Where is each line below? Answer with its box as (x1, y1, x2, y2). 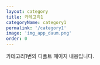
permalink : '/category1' (6, 25, 67, 31)
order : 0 (6, 36, 27, 42)
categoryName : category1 (6, 19, 67, 25)
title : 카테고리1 (6, 14, 44, 20)
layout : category (6, 8, 49, 15)
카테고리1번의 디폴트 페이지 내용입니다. (6, 53, 95, 59)
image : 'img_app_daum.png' (6, 30, 72, 36)
